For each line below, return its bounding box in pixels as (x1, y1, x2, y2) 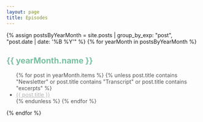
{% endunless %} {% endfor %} (16, 98, 97, 105)
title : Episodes (6, 15, 48, 21)
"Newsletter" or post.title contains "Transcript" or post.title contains (16, 78, 187, 85)
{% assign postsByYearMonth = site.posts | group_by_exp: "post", (6, 31, 173, 38)
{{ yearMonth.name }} (6, 56, 93, 66)
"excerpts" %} (16, 85, 52, 92)
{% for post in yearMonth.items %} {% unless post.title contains (16, 71, 178, 79)
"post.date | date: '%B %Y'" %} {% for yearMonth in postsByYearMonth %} (6, 38, 197, 45)
